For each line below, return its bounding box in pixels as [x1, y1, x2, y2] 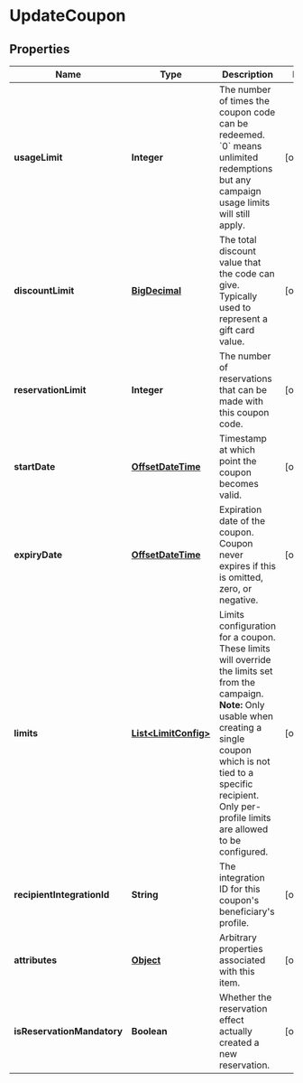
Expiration [219, 503, 262, 516]
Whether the [219, 991, 272, 1004]
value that [219, 257, 262, 268]
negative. [219, 593, 259, 606]
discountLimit [14, 285, 75, 296]
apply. [219, 219, 245, 231]
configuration [219, 620, 277, 632]
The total [219, 234, 257, 246]
